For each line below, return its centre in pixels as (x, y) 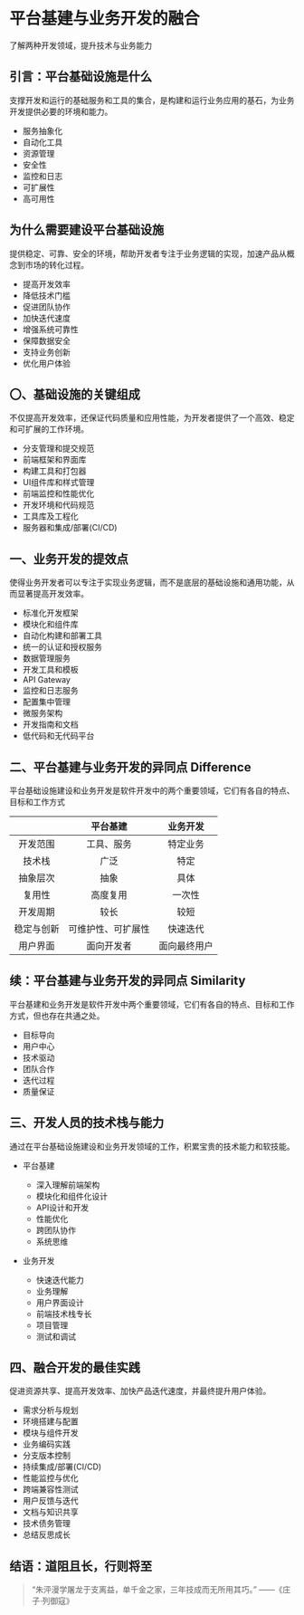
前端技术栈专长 (64, 1314)
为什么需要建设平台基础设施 (87, 230)
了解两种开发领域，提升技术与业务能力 (81, 45)
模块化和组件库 (50, 625)
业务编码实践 (46, 1444)
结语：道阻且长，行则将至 (81, 1566)
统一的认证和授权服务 (62, 647)
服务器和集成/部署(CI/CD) (70, 528)
